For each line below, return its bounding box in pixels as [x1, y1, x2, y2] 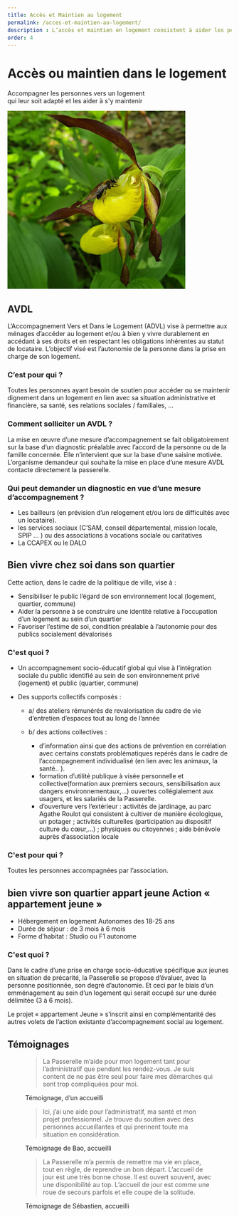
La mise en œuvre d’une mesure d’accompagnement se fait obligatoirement [7, 435, 229, 444]
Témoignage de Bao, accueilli [25, 1144, 112, 1153]
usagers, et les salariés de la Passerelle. [38, 795, 156, 803]
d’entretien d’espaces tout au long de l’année [28, 714, 160, 722]
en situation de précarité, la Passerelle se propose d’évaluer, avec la [7, 973, 206, 982]
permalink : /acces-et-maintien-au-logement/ [7, 19, 142, 26]
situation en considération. [42, 1130, 121, 1139]
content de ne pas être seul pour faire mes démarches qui [42, 1072, 213, 1081]
